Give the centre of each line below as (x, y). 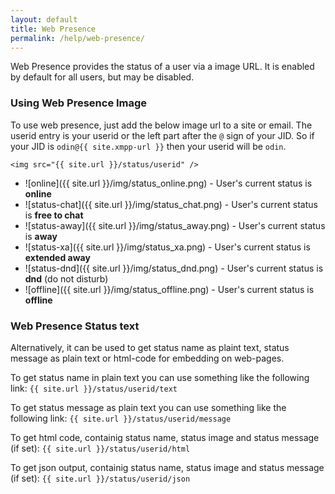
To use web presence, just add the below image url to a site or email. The (161, 125)
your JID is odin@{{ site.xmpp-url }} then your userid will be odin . (148, 146)
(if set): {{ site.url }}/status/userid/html (100, 448)
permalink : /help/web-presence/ (77, 38)
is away (41, 236)
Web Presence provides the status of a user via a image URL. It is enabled (162, 67)
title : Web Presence (53, 29)
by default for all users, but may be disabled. (102, 77)
